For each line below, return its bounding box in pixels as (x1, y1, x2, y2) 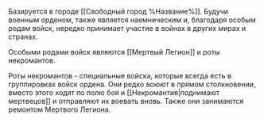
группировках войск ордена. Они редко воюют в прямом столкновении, (8, 79, 256, 89)
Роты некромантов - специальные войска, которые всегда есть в (8, 71, 232, 80)
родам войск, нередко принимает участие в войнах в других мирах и (8, 24, 247, 32)
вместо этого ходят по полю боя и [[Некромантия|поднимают (8, 88, 220, 97)
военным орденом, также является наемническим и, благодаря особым (8, 15, 256, 25)
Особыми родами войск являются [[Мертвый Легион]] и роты (8, 48, 220, 56)
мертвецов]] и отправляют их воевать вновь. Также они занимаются (8, 97, 244, 105)
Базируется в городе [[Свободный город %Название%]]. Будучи (8, 7, 229, 16)
